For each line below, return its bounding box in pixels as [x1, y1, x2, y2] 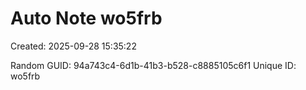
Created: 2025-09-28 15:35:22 [10, 40, 137, 52]
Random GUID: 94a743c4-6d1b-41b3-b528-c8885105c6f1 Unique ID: [10, 59, 297, 71]
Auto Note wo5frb [10, 7, 163, 30]
